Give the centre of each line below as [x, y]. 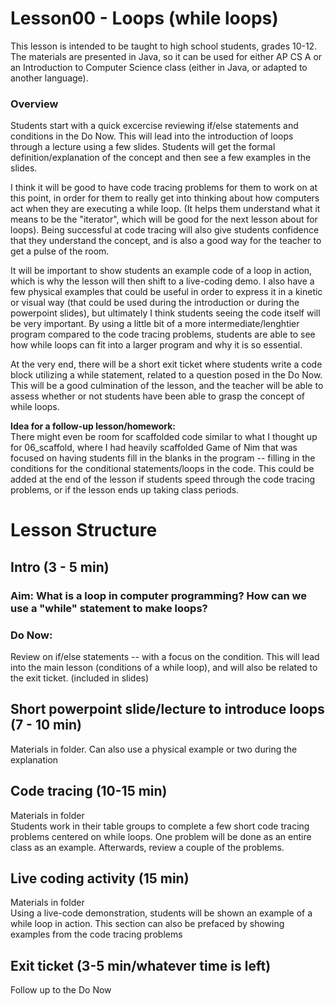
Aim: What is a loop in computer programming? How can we [158, 595]
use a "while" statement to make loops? [109, 608]
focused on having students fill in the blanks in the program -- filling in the [163, 458]
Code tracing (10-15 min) [89, 791]
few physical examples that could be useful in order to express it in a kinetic [166, 292]
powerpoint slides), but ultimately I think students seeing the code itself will [165, 313]
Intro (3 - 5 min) [60, 567]
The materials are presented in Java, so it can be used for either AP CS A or [166, 56]
